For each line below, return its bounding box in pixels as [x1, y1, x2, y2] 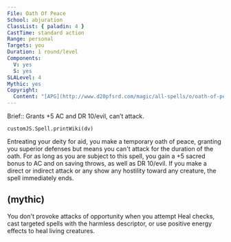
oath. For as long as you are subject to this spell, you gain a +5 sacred [7, 152, 206, 160]
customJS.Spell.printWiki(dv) [7, 125, 94, 132]
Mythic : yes [7, 80, 41, 87]
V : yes [13, 61, 32, 68]
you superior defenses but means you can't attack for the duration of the [7, 145, 214, 153]
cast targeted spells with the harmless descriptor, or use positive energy [7, 219, 212, 228]
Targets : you [7, 42, 45, 49]
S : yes [13, 67, 32, 74]
